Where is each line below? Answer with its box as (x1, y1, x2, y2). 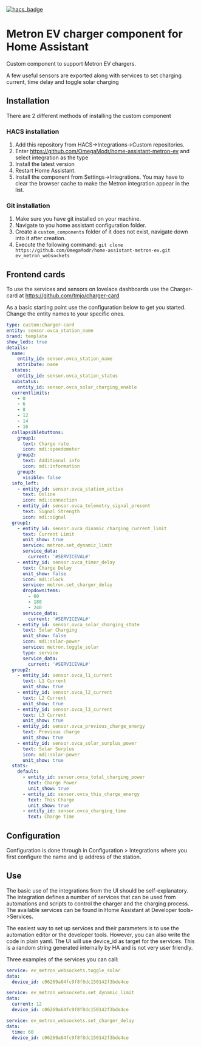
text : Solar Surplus (22, 745, 75, 752)
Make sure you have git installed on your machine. (15, 215, 141, 223)
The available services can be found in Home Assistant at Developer (6, 906, 177, 913)
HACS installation (6, 127, 60, 136)
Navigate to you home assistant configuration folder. (15, 222, 147, 229)
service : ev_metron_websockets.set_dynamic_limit (6, 990, 135, 996)
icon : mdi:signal (22, 514, 67, 520)
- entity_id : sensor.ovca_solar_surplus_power (17, 740, 137, 746)
